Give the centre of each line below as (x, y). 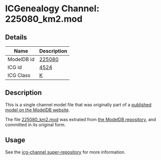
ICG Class (19, 75)
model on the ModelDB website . (38, 110)
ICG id (15, 67)
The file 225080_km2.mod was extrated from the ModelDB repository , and (80, 119)
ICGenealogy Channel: (52, 9)
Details (16, 37)
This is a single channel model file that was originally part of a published (78, 104)
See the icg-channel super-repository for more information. (65, 152)
